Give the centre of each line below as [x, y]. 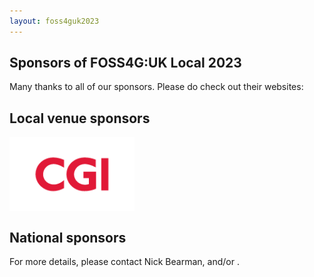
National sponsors [68, 237]
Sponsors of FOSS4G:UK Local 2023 [125, 63]
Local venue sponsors [80, 118]
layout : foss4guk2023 [54, 21]
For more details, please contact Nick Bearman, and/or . [124, 262]
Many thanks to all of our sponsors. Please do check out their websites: [156, 87]
